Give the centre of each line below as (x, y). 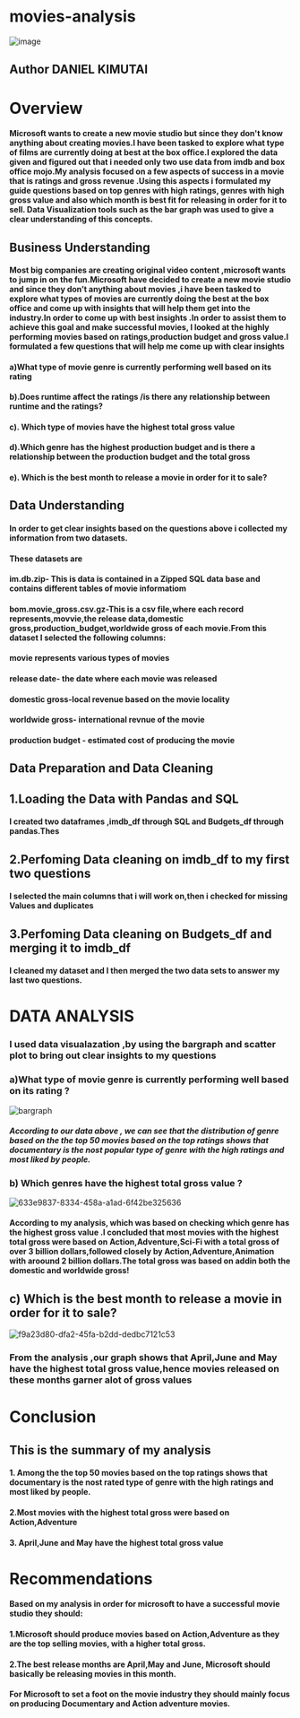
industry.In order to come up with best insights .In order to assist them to (148, 318)
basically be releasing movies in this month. (93, 1673)
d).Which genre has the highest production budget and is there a (132, 447)
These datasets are (46, 559)
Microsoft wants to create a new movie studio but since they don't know (146, 134)
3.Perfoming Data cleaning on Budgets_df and (141, 934)
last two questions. (46, 980)
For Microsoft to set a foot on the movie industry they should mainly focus (150, 1694)
